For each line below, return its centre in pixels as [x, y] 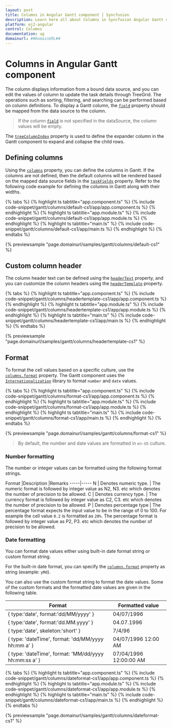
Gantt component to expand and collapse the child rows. [65, 141]
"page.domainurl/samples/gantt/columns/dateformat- [103, 715]
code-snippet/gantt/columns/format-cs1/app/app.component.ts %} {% [80, 396]
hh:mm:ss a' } [24, 660]
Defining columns [34, 158]
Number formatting [30, 456]
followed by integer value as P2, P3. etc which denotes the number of [79, 521]
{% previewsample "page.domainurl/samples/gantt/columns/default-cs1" [82, 244]
